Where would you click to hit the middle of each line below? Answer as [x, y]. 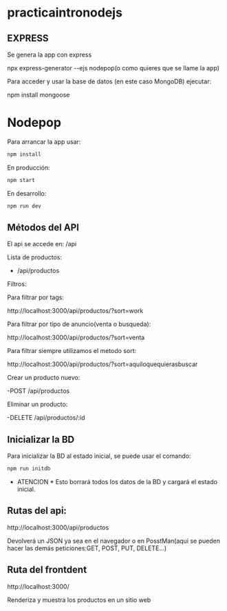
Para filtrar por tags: [35, 297]
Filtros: [17, 284]
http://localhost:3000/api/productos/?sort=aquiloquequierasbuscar [102, 364]
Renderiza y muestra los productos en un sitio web [79, 600]
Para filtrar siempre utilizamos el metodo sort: [72, 351]
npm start [21, 180]
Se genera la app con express [50, 54]
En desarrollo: [27, 193]
